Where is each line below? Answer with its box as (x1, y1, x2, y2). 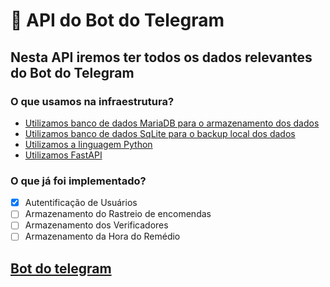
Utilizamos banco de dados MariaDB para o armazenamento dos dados (24, 117, 320, 129)
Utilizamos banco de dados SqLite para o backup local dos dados (24, 127, 296, 139)
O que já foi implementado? (10, 174, 147, 188)
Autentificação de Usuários (24, 197, 138, 209)
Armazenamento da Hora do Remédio (24, 230, 181, 243)
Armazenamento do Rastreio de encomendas (24, 208, 212, 220)
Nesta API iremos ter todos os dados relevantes (10, 49, 313, 66)
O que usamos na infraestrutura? (10, 94, 175, 108)
